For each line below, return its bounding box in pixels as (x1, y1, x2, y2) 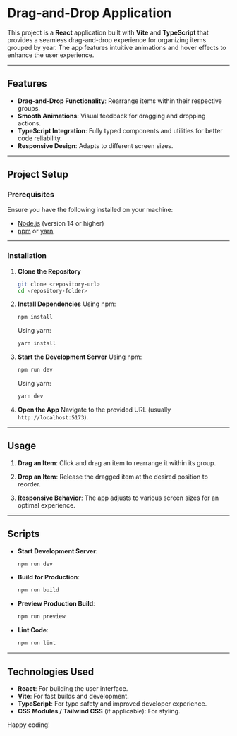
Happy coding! (7, 720, 51, 729)
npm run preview (17, 613, 66, 620)
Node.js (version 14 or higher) (17, 219, 104, 228)
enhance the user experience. (7, 51, 95, 59)
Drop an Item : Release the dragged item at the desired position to (17, 472, 208, 481)
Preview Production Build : (17, 599, 95, 608)
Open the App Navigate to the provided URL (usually (17, 405, 171, 414)
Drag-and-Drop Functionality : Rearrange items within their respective (17, 97, 222, 105)
